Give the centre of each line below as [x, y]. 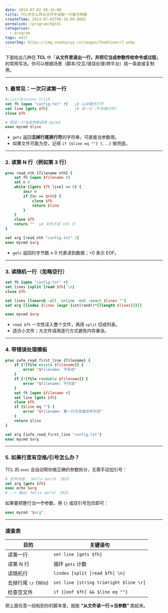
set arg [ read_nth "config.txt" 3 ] [42, 238]
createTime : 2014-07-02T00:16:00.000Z [45, 19]
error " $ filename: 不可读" [50, 383]
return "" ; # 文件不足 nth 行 [45, 224]
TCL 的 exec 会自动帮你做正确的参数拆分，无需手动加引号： [66, 469]
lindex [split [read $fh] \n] [89, 573]
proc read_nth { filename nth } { [39, 173]
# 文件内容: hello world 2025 [37, 479]
